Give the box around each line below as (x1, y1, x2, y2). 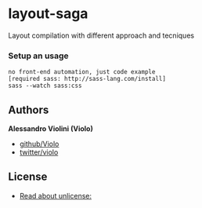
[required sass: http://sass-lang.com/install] (8, 75, 167, 83)
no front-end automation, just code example (8, 68, 156, 76)
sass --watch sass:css (8, 82, 82, 90)
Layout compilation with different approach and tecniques (8, 31, 194, 40)
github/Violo (19, 139, 60, 149)
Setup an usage (8, 50, 69, 61)
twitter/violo (19, 148, 59, 157)
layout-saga (8, 5, 88, 23)
